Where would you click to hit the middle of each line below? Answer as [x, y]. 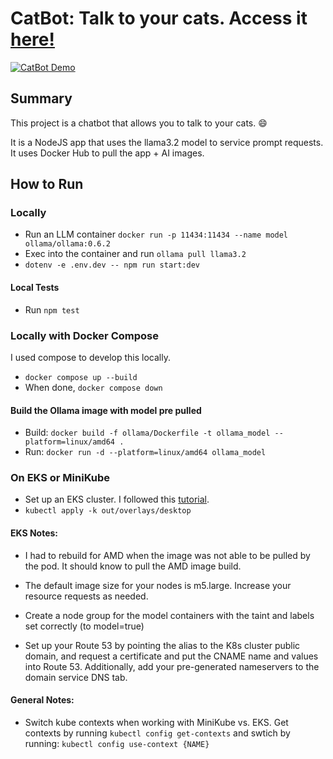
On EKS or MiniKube [60, 478]
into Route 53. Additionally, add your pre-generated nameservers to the [172, 666]
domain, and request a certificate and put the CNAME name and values [171, 656]
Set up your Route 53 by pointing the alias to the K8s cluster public [162, 645]
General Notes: [42, 700]
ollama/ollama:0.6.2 [67, 244]
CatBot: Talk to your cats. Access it [159, 18]
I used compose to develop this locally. [90, 357]
